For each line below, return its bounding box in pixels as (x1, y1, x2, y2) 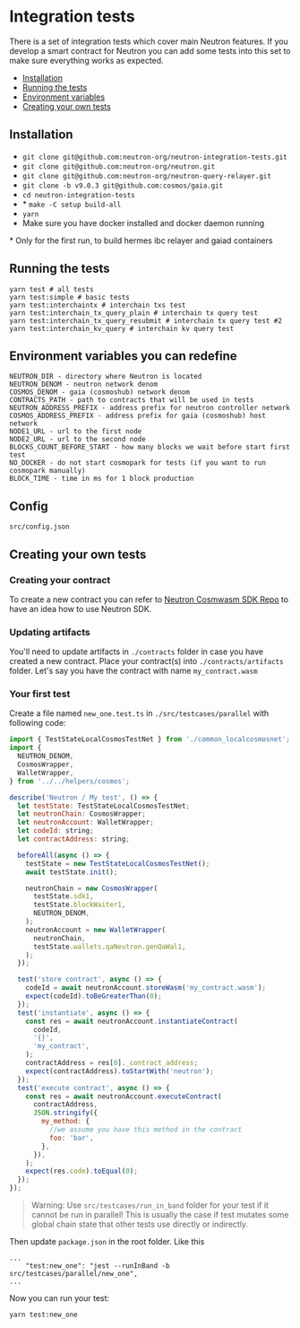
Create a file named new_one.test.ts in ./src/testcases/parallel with (9, 708, 270, 719)
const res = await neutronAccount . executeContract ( (25, 1092, 222, 1101)
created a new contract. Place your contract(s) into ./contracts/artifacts (9, 656, 284, 667)
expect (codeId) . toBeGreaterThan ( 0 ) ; (25, 992, 163, 1001)
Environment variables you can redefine (9, 348, 237, 363)
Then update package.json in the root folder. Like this (9, 1236, 205, 1247)
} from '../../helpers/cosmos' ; (9, 776, 130, 786)
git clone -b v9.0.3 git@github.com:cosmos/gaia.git (21, 181, 224, 190)
